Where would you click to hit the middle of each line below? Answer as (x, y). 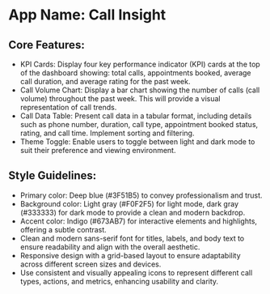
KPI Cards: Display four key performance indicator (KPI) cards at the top (140, 64)
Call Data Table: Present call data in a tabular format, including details (136, 116)
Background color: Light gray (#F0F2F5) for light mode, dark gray (129, 203)
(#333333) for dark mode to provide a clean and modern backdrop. (133, 212)
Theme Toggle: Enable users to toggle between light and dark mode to (137, 142)
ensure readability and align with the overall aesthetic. (110, 247)
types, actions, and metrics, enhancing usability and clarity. (119, 281)
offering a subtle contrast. (63, 229)
